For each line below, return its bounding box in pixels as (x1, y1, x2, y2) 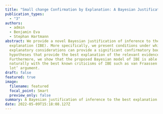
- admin (9, 25, 25, 30)
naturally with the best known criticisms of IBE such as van (9, 61, 138, 66)
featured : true (5, 75, 36, 80)
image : (5, 79, 18, 84)
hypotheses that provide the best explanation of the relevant (9, 52, 140, 57)
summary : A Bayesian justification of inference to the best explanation (5, 98, 158, 102)
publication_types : (5, 12, 45, 16)
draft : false (5, 70, 32, 75)
